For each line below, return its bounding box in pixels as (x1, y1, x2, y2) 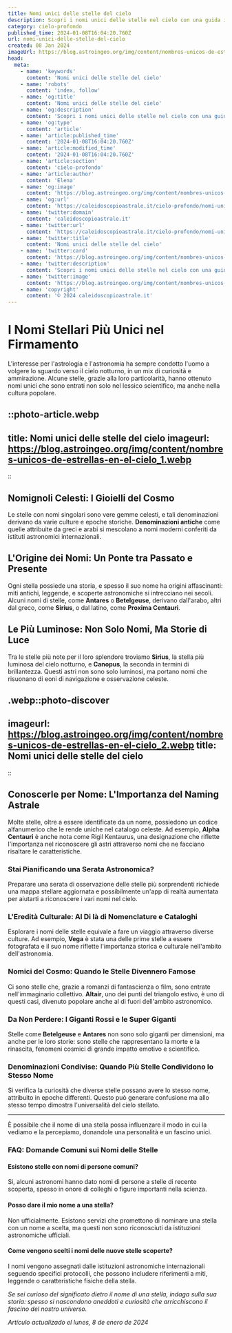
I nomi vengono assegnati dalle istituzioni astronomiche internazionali (8, 1262, 205, 1270)
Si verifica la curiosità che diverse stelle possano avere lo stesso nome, (8, 1086, 211, 1094)
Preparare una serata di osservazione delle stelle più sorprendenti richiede (8, 880, 220, 889)
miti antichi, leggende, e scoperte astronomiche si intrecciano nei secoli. (8, 589, 213, 597)
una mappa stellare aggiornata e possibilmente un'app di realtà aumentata (8, 887, 219, 896)
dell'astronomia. (8, 949, 54, 958)
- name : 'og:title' (20, 94, 76, 101)
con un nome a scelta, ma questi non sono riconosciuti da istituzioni (8, 1223, 201, 1232)
